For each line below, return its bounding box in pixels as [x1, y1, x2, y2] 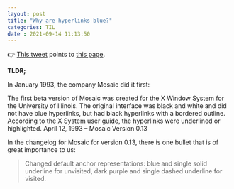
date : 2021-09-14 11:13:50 [7, 30, 91, 38]
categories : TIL [7, 23, 55, 31]
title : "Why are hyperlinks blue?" [7, 17, 113, 24]
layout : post [7, 10, 46, 18]
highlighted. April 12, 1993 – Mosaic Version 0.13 [7, 124, 147, 133]
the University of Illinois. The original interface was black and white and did [7, 102, 227, 110]
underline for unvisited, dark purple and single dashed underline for [24, 167, 223, 175]
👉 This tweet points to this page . [7, 50, 106, 59]
